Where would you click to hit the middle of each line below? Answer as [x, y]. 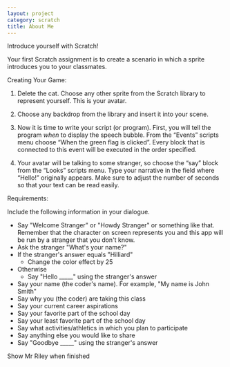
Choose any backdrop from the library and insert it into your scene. [113, 114]
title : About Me [30, 26]
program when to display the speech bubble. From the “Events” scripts [118, 135]
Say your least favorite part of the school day [82, 321]
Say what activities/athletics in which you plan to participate [103, 328]
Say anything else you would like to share [76, 335]
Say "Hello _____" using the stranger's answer [92, 276]
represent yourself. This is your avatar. [72, 101]
